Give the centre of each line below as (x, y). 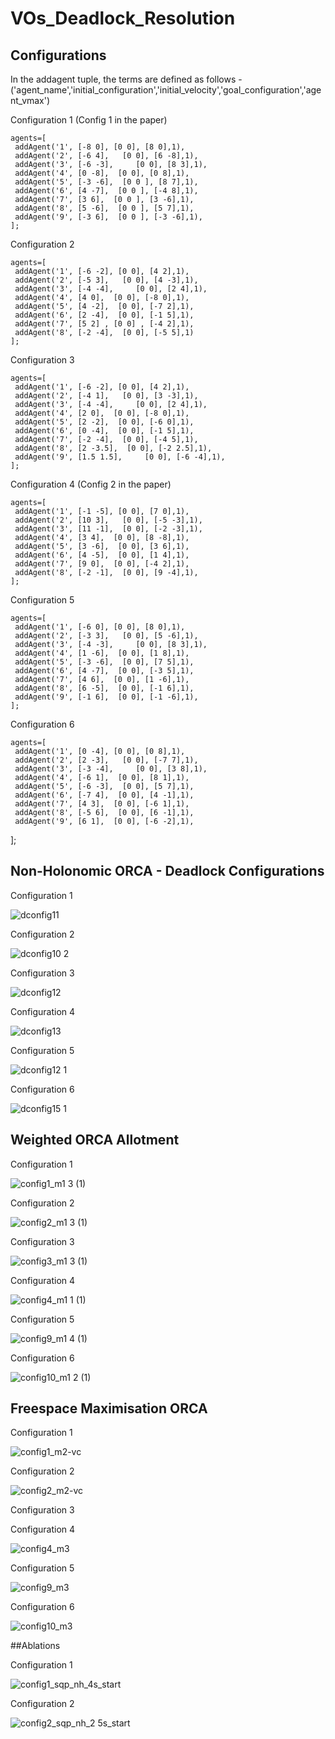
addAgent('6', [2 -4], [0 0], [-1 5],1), (104, 315)
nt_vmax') (30, 100)
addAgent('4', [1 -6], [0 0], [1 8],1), (102, 653)
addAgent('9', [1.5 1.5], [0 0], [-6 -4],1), (120, 457)
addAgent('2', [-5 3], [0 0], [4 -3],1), (106, 280)
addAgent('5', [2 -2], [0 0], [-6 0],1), (104, 422)
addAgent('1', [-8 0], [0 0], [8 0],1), (100, 147)
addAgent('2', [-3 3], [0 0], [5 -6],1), (106, 636)
